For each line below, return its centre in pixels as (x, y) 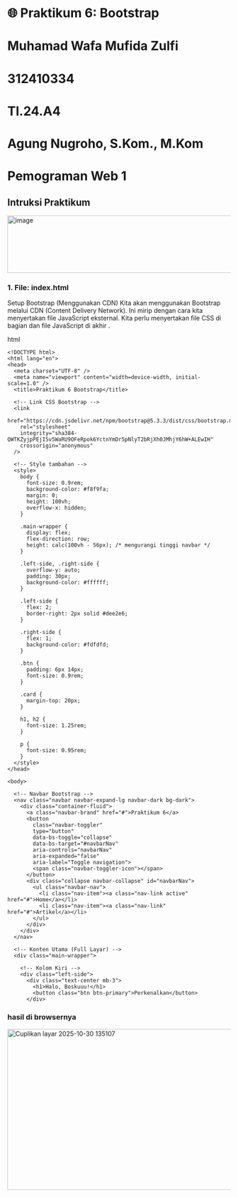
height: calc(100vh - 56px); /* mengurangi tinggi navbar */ (118, 545)
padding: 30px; (49, 576)
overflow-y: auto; (53, 570)
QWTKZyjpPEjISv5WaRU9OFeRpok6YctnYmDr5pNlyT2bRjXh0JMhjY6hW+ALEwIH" (110, 440)
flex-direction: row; (58, 539)
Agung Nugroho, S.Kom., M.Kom (106, 143)
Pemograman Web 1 (67, 176)
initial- (188, 377)
